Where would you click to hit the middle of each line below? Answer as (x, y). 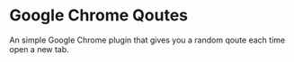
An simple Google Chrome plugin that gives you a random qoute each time (147, 40)
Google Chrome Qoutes (99, 15)
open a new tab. (39, 49)
